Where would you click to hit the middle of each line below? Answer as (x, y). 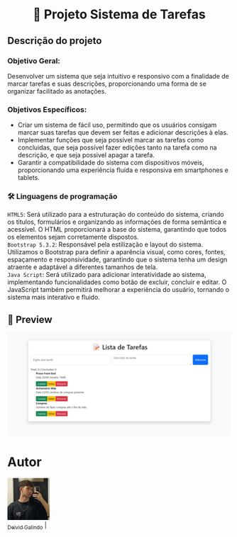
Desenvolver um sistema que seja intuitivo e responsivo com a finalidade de (118, 76)
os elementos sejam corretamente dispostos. (73, 237)
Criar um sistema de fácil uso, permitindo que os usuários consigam (117, 125)
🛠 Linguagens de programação (62, 196)
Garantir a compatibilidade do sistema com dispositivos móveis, (111, 163)
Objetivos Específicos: (47, 109)
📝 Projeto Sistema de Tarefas (119, 15)
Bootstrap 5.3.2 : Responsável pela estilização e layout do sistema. (105, 244)
